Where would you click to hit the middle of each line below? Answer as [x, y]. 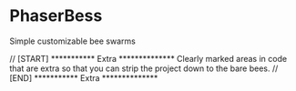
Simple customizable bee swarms [73, 41]
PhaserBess [56, 16]
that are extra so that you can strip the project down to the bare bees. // [144, 68]
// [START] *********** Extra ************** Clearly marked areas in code [148, 58]
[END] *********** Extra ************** [84, 77]
